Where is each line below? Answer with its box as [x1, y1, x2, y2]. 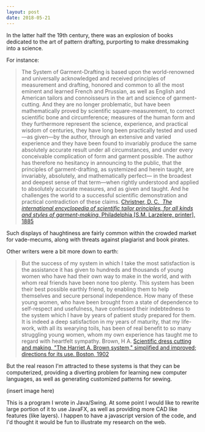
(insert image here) [6, 387, 55, 394]
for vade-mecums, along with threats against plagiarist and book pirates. [6, 236, 190, 243]
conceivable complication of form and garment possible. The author [21, 152, 193, 159]
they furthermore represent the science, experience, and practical [21, 120, 188, 127]
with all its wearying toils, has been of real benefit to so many [37, 324, 192, 332]
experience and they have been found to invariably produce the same [21, 139, 197, 147]
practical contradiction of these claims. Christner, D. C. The [21, 198, 173, 205]
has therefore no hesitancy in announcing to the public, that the [21, 159, 182, 166]
